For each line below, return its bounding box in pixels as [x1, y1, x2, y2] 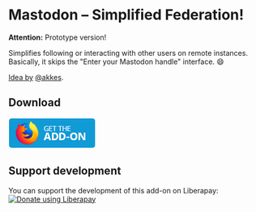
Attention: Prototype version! [8, 32, 107, 42]
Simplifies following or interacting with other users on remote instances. [8, 48, 249, 57]
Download [8, 95, 61, 110]
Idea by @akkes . [8, 72, 64, 82]
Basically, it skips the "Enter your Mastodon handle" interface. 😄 [8, 57, 224, 66]
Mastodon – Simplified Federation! [8, 6, 245, 24]
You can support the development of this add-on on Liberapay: [8, 185, 219, 195]
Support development [8, 164, 122, 178]
